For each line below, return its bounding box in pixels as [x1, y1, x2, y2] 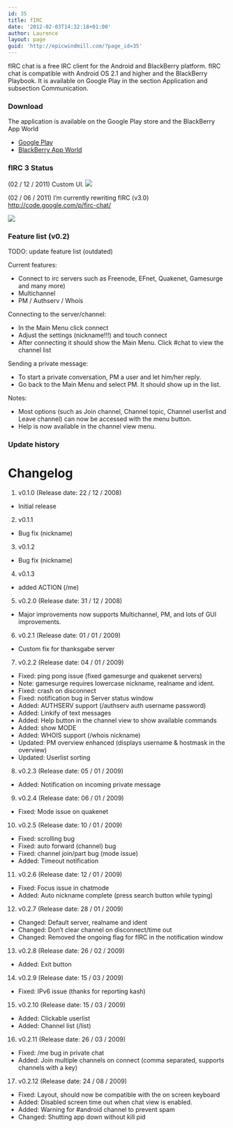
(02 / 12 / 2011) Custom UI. [8, 179, 84, 188]
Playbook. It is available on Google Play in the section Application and [8, 77, 208, 84]
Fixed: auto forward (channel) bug [17, 842, 116, 850]
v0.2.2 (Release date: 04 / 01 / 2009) [17, 658, 124, 667]
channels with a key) [17, 1063, 78, 1071]
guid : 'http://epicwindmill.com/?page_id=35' [8, 43, 142, 50]
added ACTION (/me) [17, 583, 80, 591]
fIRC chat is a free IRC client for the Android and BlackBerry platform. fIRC [8, 62, 221, 70]
